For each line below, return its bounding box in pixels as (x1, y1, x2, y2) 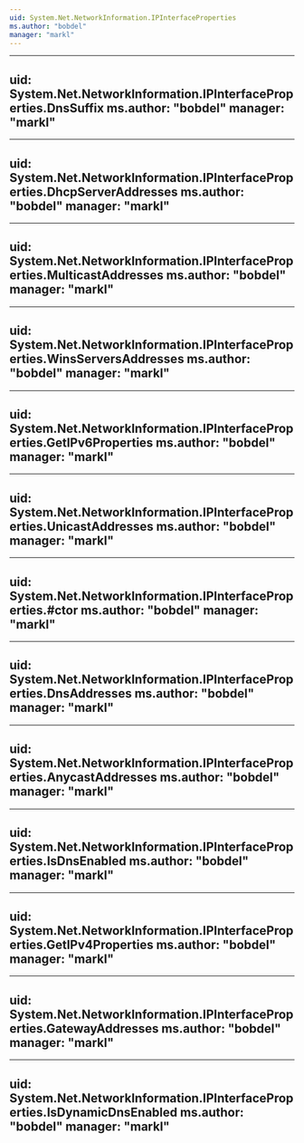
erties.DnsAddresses (9, 686, 133, 702)
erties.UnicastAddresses (9, 518, 154, 534)
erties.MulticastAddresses (9, 268, 165, 283)
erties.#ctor (9, 602, 79, 618)
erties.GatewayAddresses (9, 1021, 159, 1036)
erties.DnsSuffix (9, 101, 104, 116)
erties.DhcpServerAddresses (9, 184, 178, 199)
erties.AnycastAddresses (9, 770, 158, 785)
